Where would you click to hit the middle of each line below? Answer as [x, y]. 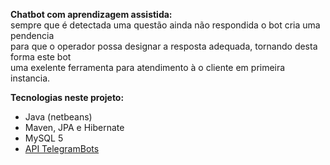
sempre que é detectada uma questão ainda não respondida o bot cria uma [165, 25]
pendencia [32, 35]
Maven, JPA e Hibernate [74, 127]
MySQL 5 [44, 138]
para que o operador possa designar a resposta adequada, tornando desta [164, 46]
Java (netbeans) [58, 117]
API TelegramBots [62, 148]
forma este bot [41, 57]
